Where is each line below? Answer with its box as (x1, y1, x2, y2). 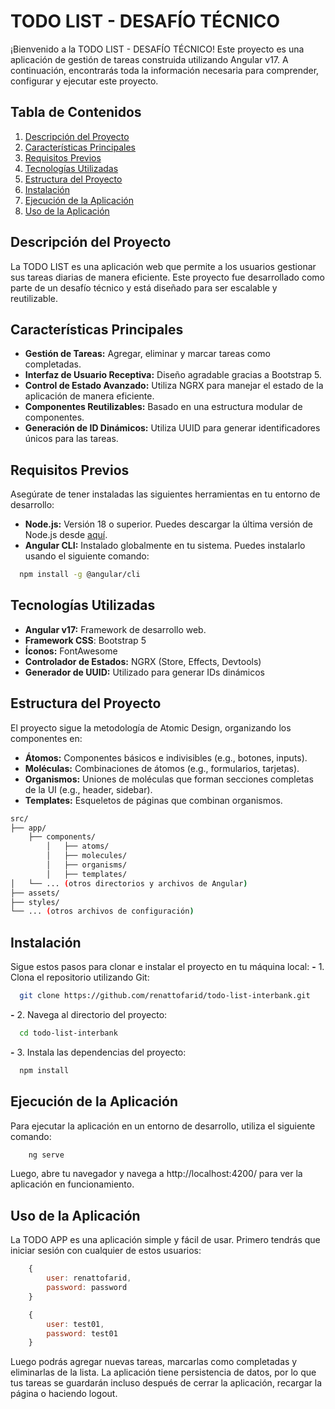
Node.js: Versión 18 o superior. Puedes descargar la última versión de (24, 518, 314, 530)
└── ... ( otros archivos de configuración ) (10, 906, 195, 917)
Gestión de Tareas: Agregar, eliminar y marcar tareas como (24, 348, 271, 360)
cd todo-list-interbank (19, 1028, 118, 1038)
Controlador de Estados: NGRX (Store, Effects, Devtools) (24, 655, 262, 667)
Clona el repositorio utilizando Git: (10, 971, 150, 984)
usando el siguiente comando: (24, 550, 150, 562)
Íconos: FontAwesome (24, 645, 118, 657)
